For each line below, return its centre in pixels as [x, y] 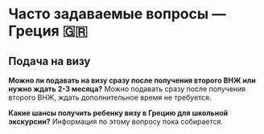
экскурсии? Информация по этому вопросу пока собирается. [116, 122]
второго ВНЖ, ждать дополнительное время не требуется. [110, 97]
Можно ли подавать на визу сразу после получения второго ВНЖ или [132, 80]
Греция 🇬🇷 [48, 31]
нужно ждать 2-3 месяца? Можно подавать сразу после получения [127, 89]
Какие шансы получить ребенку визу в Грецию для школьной [118, 113]
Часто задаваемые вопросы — [118, 14]
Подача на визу [49, 61]
